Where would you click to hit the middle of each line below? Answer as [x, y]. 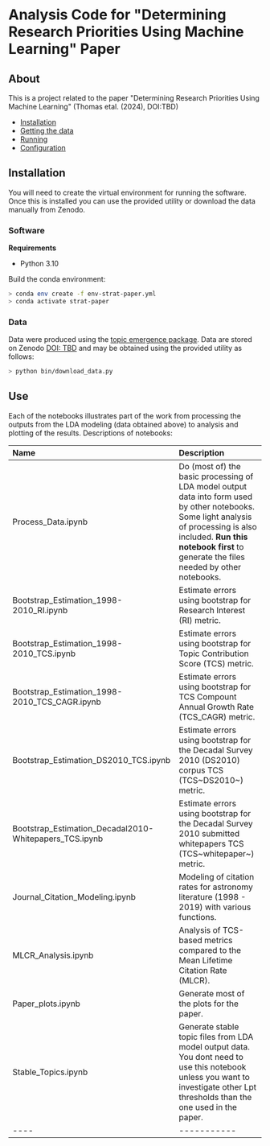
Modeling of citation [217, 876]
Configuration [43, 148]
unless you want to [215, 1077]
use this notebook [213, 1066]
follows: [21, 357]
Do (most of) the [210, 466]
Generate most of [212, 993]
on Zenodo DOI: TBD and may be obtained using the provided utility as [125, 348]
